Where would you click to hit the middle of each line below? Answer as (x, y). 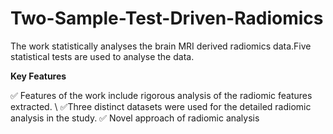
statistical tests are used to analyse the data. (102, 56)
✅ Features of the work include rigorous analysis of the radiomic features (161, 95)
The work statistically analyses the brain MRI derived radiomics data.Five (161, 46)
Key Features (38, 76)
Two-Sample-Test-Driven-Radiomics (167, 18)
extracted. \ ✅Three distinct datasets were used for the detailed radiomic (161, 106)
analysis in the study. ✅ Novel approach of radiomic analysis (135, 118)
